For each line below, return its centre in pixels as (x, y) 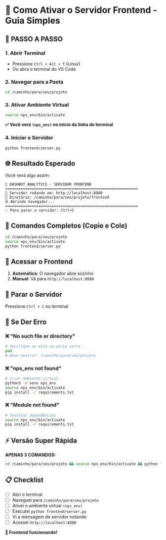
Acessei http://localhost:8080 (44, 523)
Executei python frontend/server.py (49, 511)
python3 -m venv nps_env (31, 383)
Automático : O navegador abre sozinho (53, 273)
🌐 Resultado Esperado (40, 163)
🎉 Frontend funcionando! (31, 533)
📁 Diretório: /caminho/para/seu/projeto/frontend (57, 198)
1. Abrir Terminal (25, 53)
